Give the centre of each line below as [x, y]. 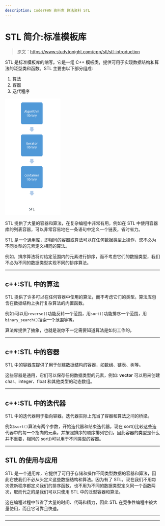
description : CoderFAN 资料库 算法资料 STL [48, 10]
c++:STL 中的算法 [32, 284]
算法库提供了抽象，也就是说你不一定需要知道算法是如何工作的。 [69, 330]
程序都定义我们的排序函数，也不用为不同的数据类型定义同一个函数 [84, 486]
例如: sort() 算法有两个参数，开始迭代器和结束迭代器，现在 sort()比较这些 [79, 426]
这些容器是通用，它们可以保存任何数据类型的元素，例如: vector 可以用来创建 [82, 376]
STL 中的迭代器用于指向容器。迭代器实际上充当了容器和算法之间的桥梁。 [79, 416]
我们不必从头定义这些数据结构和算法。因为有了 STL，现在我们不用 [85, 479]
